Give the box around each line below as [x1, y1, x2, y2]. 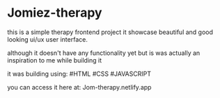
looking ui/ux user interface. [7, 35, 88, 43]
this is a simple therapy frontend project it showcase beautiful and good [7, 28, 214, 36]
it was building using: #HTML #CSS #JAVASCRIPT [7, 70, 152, 78]
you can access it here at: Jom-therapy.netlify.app [7, 83, 152, 91]
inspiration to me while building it [7, 56, 102, 64]
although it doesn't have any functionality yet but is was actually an [7, 49, 201, 57]
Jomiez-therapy [7, 5, 102, 21]
